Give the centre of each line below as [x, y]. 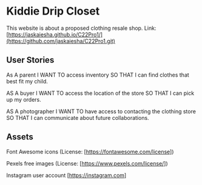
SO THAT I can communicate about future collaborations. [78, 117]
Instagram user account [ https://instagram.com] [66, 175]
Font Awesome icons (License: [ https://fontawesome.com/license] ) [90, 152]
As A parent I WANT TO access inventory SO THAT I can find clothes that [98, 75]
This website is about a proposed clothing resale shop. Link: [81, 28]
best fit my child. [27, 81]
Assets [20, 137]
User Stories [30, 60]
